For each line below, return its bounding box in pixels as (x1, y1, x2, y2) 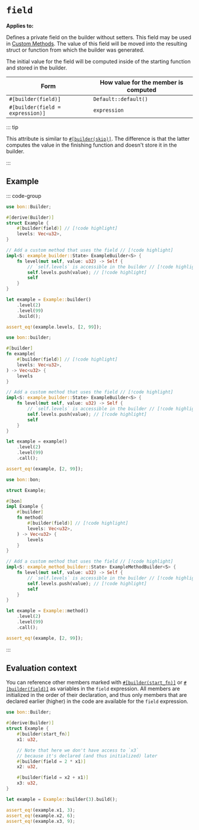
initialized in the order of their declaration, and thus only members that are (6, 692, 188, 699)
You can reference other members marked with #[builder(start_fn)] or (6, 679, 182, 686)
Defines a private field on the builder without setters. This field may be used (6, 33, 191, 40)
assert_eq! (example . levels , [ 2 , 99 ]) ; (6, 324, 102, 330)
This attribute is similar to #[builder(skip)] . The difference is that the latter (6, 135, 190, 142)
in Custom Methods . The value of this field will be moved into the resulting (6, 40, 188, 47)
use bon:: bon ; (6, 476, 41, 482)
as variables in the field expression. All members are (50, 685, 181, 692)
